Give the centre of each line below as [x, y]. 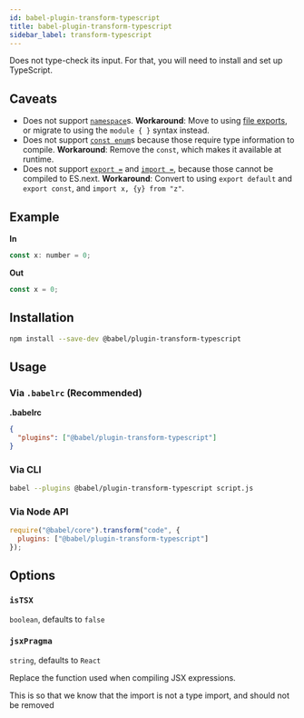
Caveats [33, 99]
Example [34, 217]
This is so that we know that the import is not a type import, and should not [150, 695]
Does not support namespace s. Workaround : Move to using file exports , [155, 121]
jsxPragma [31, 641]
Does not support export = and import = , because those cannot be [148, 169]
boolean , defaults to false [57, 619]
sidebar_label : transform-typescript [81, 35]
